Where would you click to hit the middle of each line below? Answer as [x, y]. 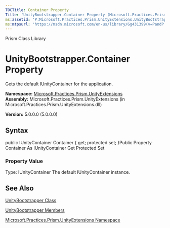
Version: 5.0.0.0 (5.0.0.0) [31, 114]
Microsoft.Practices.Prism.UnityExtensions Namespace [63, 220]
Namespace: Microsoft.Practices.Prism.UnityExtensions [64, 94]
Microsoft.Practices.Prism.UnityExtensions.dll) [54, 105]
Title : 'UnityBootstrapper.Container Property [55, 15]
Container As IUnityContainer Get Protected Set [55, 148]
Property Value [24, 161]
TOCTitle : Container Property [37, 10]
